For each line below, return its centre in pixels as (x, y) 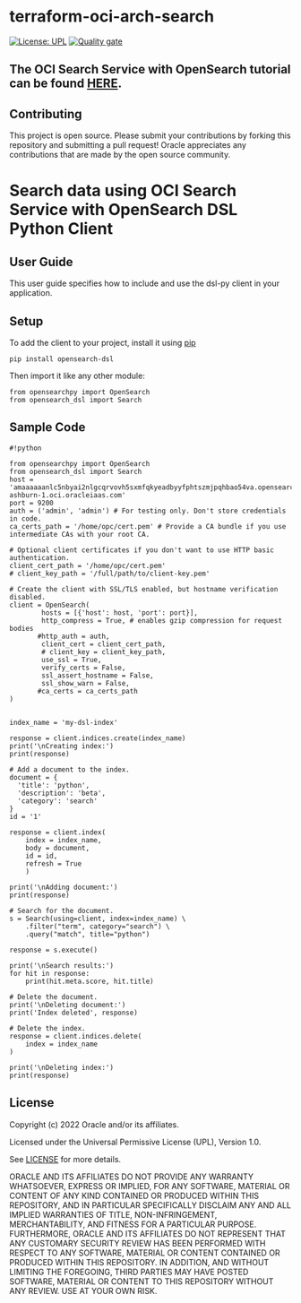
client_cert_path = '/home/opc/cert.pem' (88, 565)
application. (31, 293)
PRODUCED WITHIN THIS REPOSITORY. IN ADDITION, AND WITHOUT (139, 1262)
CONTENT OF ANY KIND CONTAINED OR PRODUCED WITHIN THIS (134, 1195)
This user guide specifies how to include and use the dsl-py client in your (145, 283)
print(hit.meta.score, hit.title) (90, 981)
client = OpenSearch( (50, 605)
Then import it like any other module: (77, 375)
